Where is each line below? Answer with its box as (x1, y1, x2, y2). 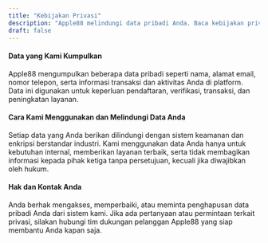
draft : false (8, 26, 52, 34)
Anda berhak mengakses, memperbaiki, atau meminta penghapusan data (8, 200, 250, 210)
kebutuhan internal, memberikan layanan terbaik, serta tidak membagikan (8, 147, 250, 156)
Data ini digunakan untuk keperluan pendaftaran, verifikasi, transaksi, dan (8, 85, 250, 96)
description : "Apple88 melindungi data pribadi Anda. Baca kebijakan (8, 19, 245, 27)
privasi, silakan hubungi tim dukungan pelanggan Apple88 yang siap (8, 217, 233, 226)
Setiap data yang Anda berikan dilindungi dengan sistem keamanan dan (8, 130, 244, 139)
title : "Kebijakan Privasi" (8, 11, 102, 20)
